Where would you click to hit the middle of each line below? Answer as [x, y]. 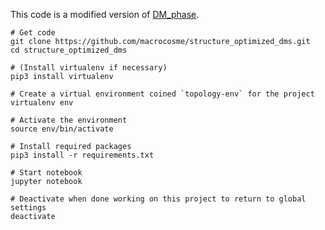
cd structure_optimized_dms [69, 50]
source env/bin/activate [62, 129]
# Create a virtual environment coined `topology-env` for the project [162, 94]
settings [28, 208]
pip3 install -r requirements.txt [82, 155]
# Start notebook [46, 173]
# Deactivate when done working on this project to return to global [158, 199]
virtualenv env [42, 103]
